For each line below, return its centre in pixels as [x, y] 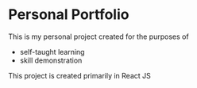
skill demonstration [51, 60]
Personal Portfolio [69, 15]
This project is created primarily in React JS [79, 75]
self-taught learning [52, 52]
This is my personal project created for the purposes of [98, 36]
